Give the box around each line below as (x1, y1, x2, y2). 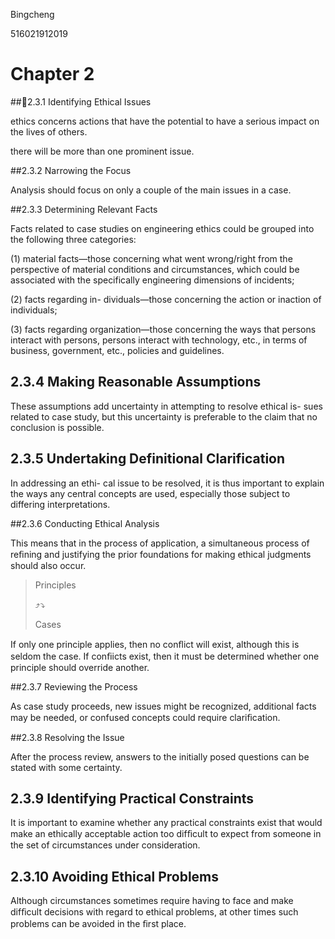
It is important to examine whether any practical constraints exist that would (10, 817, 323, 829)
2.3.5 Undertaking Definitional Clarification (10, 450, 286, 468)
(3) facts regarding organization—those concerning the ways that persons (10, 323, 317, 335)
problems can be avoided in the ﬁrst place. (10, 918, 187, 930)
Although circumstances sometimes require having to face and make (10, 895, 294, 907)
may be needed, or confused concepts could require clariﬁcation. (10, 711, 281, 723)
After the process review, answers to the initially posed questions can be (10, 750, 310, 763)
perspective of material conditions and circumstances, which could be (10, 263, 300, 275)
